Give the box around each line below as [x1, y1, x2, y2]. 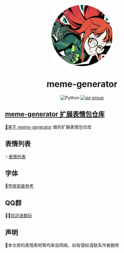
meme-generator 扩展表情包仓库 [5, 110, 105, 119]
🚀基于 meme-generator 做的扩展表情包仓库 [5, 124, 92, 130]
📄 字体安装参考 [5, 183, 34, 189]
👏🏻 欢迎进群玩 [5, 212, 33, 219]
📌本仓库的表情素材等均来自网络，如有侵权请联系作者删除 [5, 242, 120, 248]
